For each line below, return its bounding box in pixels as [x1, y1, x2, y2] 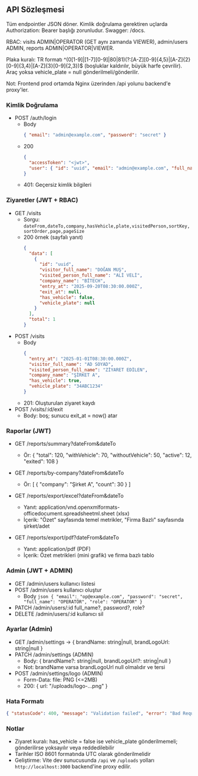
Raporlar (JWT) [6, 427, 51, 435]
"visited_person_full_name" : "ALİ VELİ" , [39, 272, 143, 278]
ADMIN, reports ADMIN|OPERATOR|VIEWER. [6, 44, 115, 51]
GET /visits [14, 209, 41, 216]
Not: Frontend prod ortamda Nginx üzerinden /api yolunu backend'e [6, 80, 171, 87]
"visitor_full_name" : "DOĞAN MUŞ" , [39, 267, 127, 273]
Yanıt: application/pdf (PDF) [23, 546, 91, 553]
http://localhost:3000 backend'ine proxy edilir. [14, 763, 131, 770]
